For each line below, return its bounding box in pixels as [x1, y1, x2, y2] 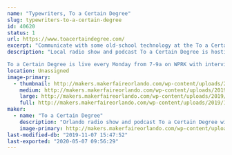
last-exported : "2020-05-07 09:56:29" [7, 138, 119, 145]
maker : [7, 106, 26, 113]
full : [19, 99, 36, 107]
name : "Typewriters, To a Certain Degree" [7, 10, 131, 17]
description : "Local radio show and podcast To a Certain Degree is [7, 49, 209, 56]
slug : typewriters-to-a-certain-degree [7, 17, 122, 23]
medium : [19, 87, 41, 94]
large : [19, 93, 39, 100]
